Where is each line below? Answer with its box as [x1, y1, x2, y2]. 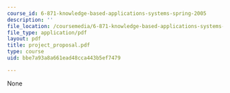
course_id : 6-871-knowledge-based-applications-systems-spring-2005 [7, 10, 207, 17]
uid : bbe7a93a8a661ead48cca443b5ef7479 [7, 55, 121, 62]
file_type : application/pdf [7, 29, 88, 36]
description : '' [7, 16, 53, 23]
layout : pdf [7, 36, 41, 42]
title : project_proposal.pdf [7, 42, 90, 49]
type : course [7, 49, 44, 55]
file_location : [7, 23, 51, 29]
